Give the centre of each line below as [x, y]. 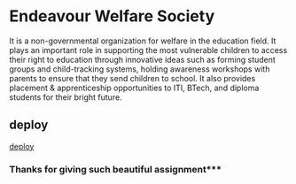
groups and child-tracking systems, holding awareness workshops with [140, 69]
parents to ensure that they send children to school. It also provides [132, 78]
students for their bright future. [66, 97]
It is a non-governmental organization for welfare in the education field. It [143, 41]
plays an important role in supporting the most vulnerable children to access [148, 50]
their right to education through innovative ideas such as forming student [143, 59]
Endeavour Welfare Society [112, 16]
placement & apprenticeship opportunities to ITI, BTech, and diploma [134, 88]
